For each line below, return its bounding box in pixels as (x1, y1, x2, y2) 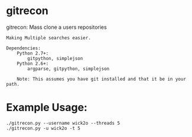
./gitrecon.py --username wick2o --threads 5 (6, 120, 120, 126)
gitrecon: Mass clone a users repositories (6, 24, 108, 31)
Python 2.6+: (17, 61, 49, 66)
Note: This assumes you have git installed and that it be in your (17, 76, 186, 82)
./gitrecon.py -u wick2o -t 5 (6, 125, 81, 131)
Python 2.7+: (17, 50, 49, 56)
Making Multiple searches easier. (6, 35, 92, 41)
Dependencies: (6, 45, 41, 51)
